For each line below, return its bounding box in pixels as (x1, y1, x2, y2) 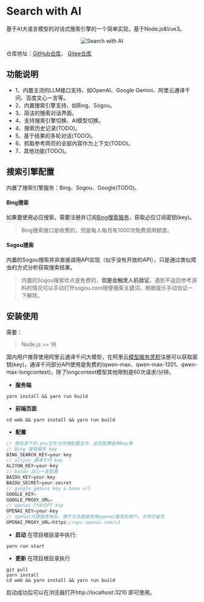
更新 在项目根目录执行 (15, 554, 70, 562)
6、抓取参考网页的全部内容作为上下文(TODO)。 (15, 140, 134, 147)
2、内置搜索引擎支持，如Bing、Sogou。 (15, 101, 115, 109)
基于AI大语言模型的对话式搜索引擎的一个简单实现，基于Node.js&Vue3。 (6, 25, 185, 32)
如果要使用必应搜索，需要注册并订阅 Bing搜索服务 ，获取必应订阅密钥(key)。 (6, 214, 195, 221)
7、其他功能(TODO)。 (15, 147, 70, 154)
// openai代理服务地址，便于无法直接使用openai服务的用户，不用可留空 (6, 514, 165, 520)
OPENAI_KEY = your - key (6, 508, 59, 514)
